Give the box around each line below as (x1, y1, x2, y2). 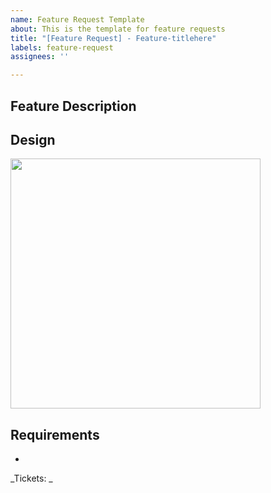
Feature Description (10, 97, 137, 115)
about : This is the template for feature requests (10, 24, 226, 34)
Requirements (10, 426, 100, 443)
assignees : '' (10, 52, 70, 62)
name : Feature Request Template (10, 14, 145, 25)
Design (10, 131, 56, 148)
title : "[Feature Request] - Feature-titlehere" (10, 33, 217, 43)
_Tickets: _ (10, 472, 53, 485)
